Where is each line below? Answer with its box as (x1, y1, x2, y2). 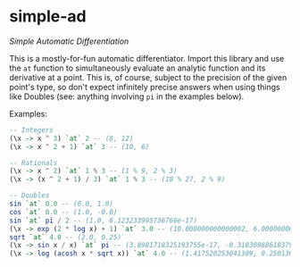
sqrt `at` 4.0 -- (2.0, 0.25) (9, 232, 122, 242)
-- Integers (9, 125, 54, 135)
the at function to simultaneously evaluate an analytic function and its (9, 63, 266, 73)
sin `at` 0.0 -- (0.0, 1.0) (9, 199, 114, 209)
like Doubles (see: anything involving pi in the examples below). (9, 91, 245, 102)
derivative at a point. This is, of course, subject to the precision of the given (9, 71, 287, 82)
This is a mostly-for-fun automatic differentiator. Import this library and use (9, 53, 285, 63)
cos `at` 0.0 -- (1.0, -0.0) (9, 207, 118, 216)
